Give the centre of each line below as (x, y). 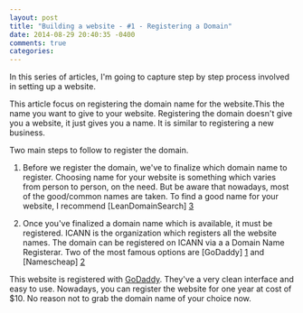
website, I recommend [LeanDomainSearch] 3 (108, 206)
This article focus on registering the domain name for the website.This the (147, 104)
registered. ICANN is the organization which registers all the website (150, 233)
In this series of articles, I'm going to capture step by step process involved (150, 77)
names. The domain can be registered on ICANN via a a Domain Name (153, 243)
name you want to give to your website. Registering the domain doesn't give (151, 114)
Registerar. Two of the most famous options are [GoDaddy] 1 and (143, 253)
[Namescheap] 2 (54, 262)
